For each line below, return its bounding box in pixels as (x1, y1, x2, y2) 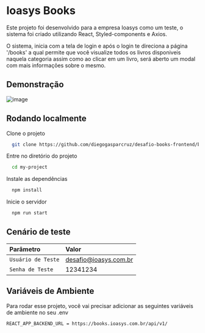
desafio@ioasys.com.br (65, 255, 134, 263)
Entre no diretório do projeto (6, 152, 77, 159)
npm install (12, 187, 43, 193)
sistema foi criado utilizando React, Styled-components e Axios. (6, 30, 168, 37)
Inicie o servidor (6, 198, 47, 205)
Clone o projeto (6, 130, 46, 137)
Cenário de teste (6, 227, 71, 237)
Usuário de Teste (9, 256, 60, 263)
